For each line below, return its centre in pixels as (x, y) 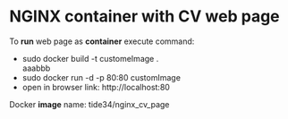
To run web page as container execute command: (102, 41)
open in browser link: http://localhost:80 (96, 87)
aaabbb (36, 68)
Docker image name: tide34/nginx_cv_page (89, 104)
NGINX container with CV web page (144, 17)
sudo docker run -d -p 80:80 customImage (102, 77)
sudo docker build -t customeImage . (90, 58)
